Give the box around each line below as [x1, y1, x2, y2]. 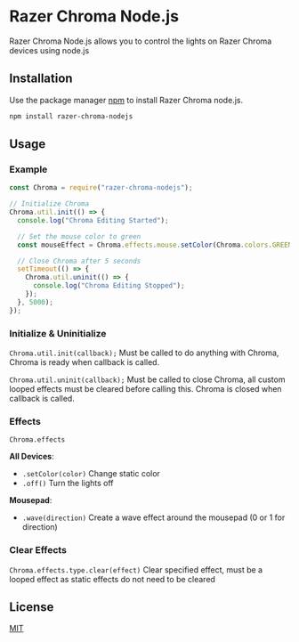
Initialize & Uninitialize [9, 327, 107, 339]
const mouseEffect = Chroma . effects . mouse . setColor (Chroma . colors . [17, 240, 273, 249]
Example [9, 163, 48, 175]
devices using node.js [9, 45, 90, 55]
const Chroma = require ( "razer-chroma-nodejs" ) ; [9, 183, 193, 192]
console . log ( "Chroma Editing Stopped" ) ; [32, 281, 185, 290]
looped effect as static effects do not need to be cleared [9, 573, 216, 584]
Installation [9, 71, 73, 86]
